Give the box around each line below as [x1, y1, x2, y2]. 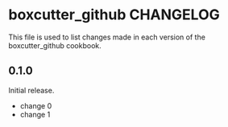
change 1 [19, 109, 51, 119]
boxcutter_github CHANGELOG [8, 6, 220, 24]
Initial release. [8, 85, 55, 95]
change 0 [19, 100, 52, 110]
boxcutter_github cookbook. [8, 40, 102, 50]
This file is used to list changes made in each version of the [8, 32, 205, 42]
